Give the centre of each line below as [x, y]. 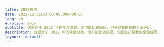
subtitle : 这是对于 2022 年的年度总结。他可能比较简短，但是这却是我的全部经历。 [80, 28]
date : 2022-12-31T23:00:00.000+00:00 [44, 14]
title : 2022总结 [21, 10]
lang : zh [14, 19]
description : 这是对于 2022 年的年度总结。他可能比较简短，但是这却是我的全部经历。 [83, 32]
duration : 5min [21, 23]
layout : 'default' [24, 37]
